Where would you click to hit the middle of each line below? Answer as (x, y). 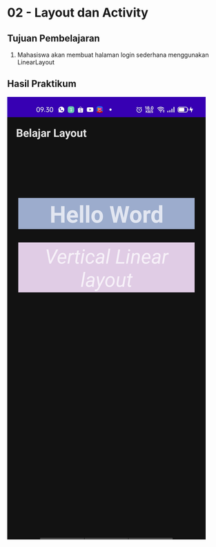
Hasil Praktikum (42, 84)
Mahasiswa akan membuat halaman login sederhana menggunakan (113, 55)
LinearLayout (36, 62)
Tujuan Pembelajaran (53, 38)
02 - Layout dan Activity (78, 13)
